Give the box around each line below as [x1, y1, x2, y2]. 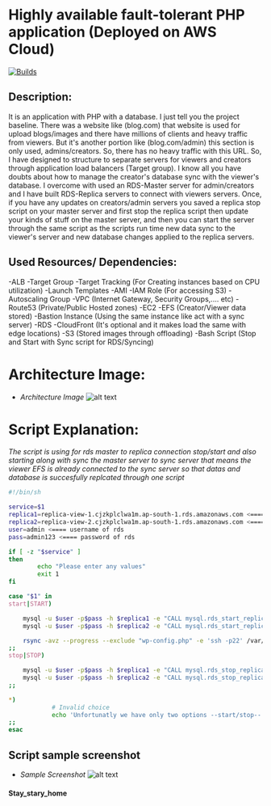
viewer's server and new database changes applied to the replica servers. [8, 232, 255, 242]
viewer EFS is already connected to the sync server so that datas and [8, 464, 240, 474]
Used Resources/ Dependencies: [8, 255, 177, 269]
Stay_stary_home [8, 788, 68, 798]
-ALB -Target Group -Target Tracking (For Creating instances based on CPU [8, 276, 261, 286]
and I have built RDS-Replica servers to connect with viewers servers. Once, [8, 188, 262, 199]
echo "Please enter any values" [37, 563, 147, 571]
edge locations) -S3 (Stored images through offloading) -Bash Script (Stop [8, 328, 256, 338]
